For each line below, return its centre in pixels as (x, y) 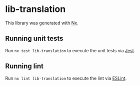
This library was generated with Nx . (42, 23)
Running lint (24, 66)
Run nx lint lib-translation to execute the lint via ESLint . (66, 78)
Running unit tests (34, 39)
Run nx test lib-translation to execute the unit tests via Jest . (70, 50)
